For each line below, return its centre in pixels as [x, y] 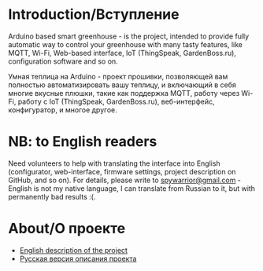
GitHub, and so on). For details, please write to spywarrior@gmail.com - [125, 180]
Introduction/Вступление [94, 15]
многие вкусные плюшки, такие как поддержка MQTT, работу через [124, 93]
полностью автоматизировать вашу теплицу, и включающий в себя [122, 85]
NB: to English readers [83, 142]
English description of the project [74, 250]
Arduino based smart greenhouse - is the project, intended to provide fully [129, 36]
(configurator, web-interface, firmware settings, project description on [122, 171]
